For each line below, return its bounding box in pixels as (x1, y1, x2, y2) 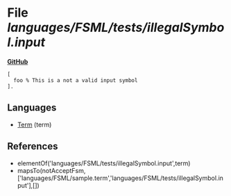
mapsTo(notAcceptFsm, (17, 166, 86, 174)
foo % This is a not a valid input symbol (13, 76, 138, 84)
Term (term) (17, 120, 52, 129)
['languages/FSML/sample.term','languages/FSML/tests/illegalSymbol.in (17, 174, 224, 182)
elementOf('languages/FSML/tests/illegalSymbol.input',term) (17, 158, 191, 168)
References (7, 140, 58, 152)
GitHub (7, 57, 28, 65)
